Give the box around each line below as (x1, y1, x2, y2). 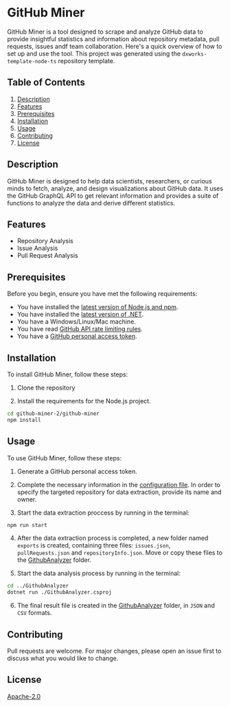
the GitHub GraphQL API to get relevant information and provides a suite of (7, 191, 219, 200)
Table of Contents (7, 77, 86, 89)
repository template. (58, 56, 115, 65)
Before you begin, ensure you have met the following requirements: (7, 290, 198, 298)
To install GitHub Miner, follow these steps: (7, 370, 128, 379)
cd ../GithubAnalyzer (7, 583, 69, 590)
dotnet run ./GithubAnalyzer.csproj (7, 589, 112, 596)
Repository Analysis (16, 237, 73, 245)
